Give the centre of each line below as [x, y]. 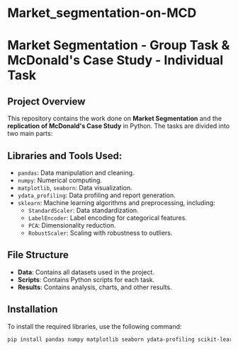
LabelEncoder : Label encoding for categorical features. [108, 218]
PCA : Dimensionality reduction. [72, 225]
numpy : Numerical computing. [60, 180]
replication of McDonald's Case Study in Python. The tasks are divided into [119, 126]
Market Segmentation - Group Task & [119, 46]
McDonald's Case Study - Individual [115, 60]
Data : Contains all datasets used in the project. [86, 272]
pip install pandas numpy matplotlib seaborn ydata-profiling [101, 339]
